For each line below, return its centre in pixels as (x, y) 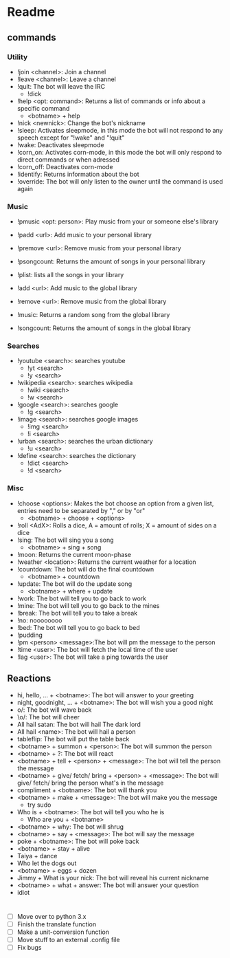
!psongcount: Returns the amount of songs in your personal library (111, 261)
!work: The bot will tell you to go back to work (81, 598)
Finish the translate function (57, 924)
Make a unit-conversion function (63, 932)
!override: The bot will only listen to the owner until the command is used (120, 181)
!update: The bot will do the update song (74, 584)
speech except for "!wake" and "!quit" (71, 138)
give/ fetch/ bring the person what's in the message (90, 783)
